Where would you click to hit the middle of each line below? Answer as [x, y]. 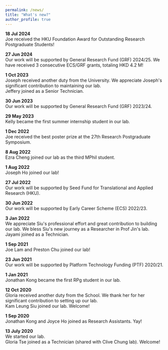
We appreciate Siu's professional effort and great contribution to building [81, 224]
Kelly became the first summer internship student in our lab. [68, 122]
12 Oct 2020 [18, 290]
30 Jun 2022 [19, 203]
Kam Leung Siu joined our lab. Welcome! [48, 306]
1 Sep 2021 [17, 244]
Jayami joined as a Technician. [37, 234]
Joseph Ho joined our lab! [32, 172]
